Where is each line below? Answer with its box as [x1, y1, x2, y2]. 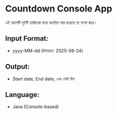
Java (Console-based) [12, 103, 59, 110]
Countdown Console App [5, 3, 112, 14]
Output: [5, 62, 30, 71]
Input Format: [5, 34, 49, 43]
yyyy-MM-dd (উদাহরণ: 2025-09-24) [12, 47, 83, 53]
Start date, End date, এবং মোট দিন [12, 75, 75, 81]
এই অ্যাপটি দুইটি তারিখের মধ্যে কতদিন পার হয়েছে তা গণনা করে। [5, 19, 97, 25]
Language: [5, 90, 40, 99]
